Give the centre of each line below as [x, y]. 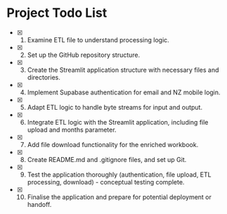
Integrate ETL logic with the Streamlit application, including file [118, 122]
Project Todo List [57, 13]
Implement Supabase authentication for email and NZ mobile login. [124, 92]
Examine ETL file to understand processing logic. [98, 39]
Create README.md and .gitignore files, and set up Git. [107, 159]
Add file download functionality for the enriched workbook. [113, 144]
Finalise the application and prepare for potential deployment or [119, 197]
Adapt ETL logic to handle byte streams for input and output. [115, 107]
